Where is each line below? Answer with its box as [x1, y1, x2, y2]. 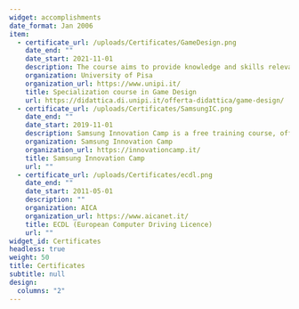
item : [9, 29, 29, 38]
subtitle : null [9, 270, 66, 279]
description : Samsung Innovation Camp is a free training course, [25, 129, 277, 138]
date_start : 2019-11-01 [25, 121, 114, 130]
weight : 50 [9, 253, 50, 263]
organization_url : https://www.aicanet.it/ [25, 211, 190, 221]
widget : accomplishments [9, 12, 101, 22]
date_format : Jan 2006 [9, 21, 93, 30]
